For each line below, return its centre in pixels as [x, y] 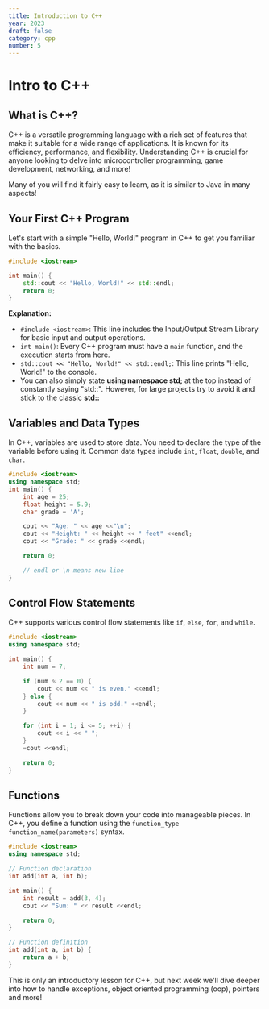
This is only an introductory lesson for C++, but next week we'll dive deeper [134, 980]
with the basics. [35, 246]
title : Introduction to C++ [56, 16]
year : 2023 [27, 23]
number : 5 [25, 46]
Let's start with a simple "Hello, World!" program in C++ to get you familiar [132, 238]
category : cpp [32, 38]
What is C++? [43, 115]
